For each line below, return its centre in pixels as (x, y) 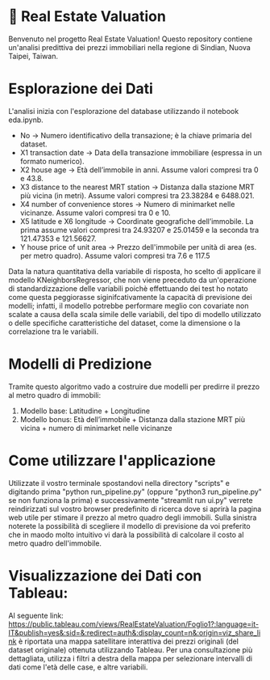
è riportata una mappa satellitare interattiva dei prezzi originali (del (129, 641)
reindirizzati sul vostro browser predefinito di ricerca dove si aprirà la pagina (135, 509)
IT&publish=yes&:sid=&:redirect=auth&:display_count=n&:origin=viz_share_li (135, 632)
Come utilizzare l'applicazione (112, 461)
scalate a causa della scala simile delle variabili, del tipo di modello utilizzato (135, 314)
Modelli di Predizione (80, 364)
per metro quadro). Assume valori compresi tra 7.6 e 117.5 (115, 256)
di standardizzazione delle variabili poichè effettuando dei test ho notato (128, 288)
